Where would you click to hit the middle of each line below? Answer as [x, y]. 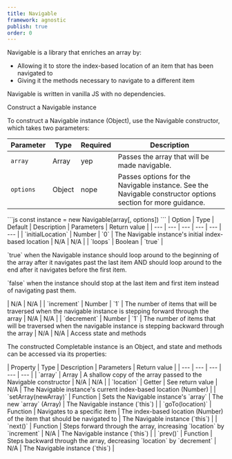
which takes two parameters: [48, 128]
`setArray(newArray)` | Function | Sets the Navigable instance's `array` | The [115, 397]
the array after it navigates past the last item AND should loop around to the [115, 263]
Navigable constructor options [167, 194]
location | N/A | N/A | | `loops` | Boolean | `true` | [95, 242]
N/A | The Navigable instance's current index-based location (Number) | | [112, 390]
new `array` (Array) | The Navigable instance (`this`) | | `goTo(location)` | [109, 404]
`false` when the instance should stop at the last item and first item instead [113, 283]
